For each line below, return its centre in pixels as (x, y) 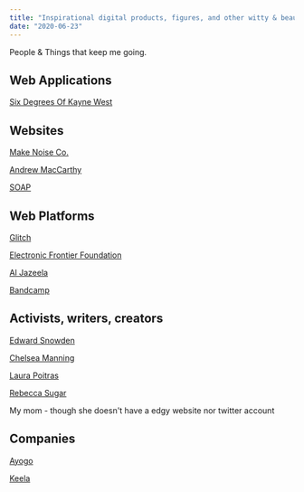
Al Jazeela (28, 272)
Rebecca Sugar (38, 393)
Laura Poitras (34, 375)
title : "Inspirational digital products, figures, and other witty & (143, 18)
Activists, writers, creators (86, 319)
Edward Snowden (42, 340)
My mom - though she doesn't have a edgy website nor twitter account (142, 410)
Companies (43, 439)
